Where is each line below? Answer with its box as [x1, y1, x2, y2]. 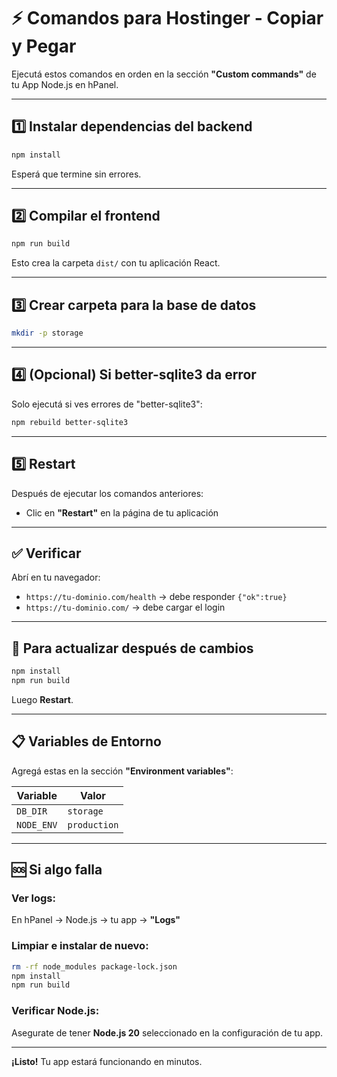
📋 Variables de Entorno [11, 733, 162, 750]
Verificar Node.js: [11, 1004, 100, 1018]
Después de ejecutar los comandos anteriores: [11, 487, 204, 499]
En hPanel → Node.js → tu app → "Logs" [11, 914, 181, 926]
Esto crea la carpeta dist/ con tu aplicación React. [11, 257, 221, 269]
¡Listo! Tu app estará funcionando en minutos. [11, 1055, 203, 1067]
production [67, 819, 119, 830]
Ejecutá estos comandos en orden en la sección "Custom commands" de [11, 68, 317, 80]
